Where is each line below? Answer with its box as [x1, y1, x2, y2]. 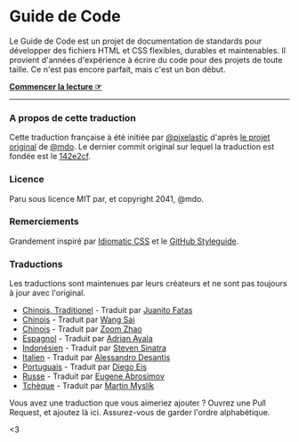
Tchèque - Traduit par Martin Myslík [21, 381, 155, 391]
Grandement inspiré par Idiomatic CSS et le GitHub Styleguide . [9, 236, 239, 246]
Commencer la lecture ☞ [9, 81, 102, 92]
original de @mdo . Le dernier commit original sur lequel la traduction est [9, 141, 275, 152]
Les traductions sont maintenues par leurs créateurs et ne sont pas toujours [9, 278, 287, 289]
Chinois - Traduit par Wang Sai [21, 314, 135, 325]
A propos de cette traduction [9, 111, 136, 124]
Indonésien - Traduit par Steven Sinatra [21, 342, 167, 353]
